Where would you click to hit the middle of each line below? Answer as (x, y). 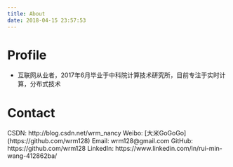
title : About (26, 14)
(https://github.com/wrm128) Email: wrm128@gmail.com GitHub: (100, 141)
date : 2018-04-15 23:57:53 (47, 20)
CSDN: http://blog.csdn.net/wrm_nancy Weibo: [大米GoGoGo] (97, 133)
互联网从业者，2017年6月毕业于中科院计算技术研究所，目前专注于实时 (118, 75)
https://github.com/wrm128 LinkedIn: (61, 149)
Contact (31, 113)
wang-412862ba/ (32, 156)
